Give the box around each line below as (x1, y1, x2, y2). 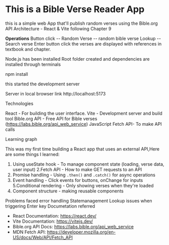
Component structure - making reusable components (12, 188, 124, 194)
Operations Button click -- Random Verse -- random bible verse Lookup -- (5, 35, 161, 41)
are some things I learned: (5, 151, 60, 157)
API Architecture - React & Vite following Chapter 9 (5, 25, 111, 31)
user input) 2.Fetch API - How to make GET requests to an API (12, 166, 142, 172)
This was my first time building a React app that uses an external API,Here (5, 145, 160, 152)
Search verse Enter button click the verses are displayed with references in (5, 40, 162, 46)
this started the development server (5, 81, 80, 87)
